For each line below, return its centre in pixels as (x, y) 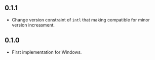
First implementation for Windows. (47, 52)
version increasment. (33, 25)
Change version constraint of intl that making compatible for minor (81, 20)
